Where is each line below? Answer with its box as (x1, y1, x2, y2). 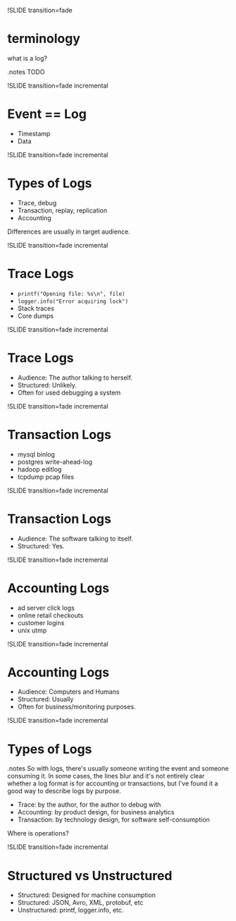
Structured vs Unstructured (7, 867, 173, 884)
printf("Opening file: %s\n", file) (17, 290, 125, 297)
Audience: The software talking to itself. (17, 534, 134, 543)
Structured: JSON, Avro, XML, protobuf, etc (17, 898, 144, 907)
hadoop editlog (17, 465, 62, 474)
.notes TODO (7, 67, 45, 76)
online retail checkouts (17, 610, 84, 620)
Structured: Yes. (17, 541, 65, 550)
